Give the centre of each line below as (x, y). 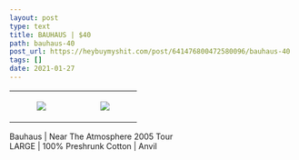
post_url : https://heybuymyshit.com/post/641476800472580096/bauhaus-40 (150, 52)
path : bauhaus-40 (42, 43)
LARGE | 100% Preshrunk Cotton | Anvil (83, 145)
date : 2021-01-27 (42, 69)
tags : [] (26, 60)
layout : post (34, 18)
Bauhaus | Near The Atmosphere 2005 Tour (91, 136)
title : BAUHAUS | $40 (50, 35)
